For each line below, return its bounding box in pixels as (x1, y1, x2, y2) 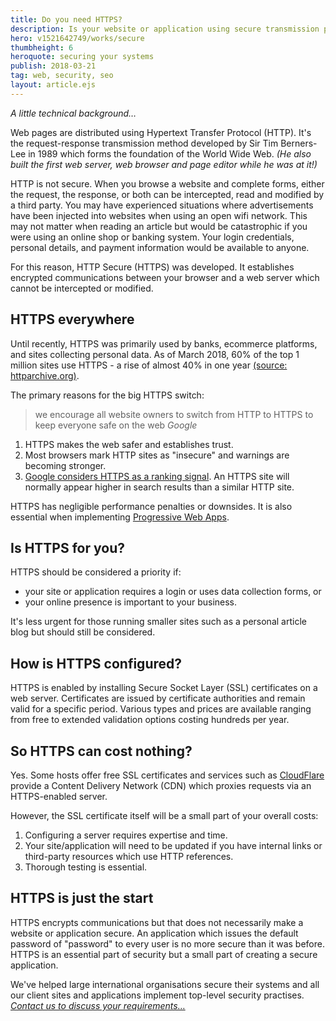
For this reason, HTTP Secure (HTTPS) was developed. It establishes (10, 261, 295, 273)
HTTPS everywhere (10, 311, 135, 328)
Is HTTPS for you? (10, 539, 125, 556)
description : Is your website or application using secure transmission (10, 24, 320, 34)
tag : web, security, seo (10, 71, 114, 81)
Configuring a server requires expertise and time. (24, 829, 228, 841)
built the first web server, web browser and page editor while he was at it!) (10, 158, 318, 170)
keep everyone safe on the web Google (34, 419, 198, 431)
